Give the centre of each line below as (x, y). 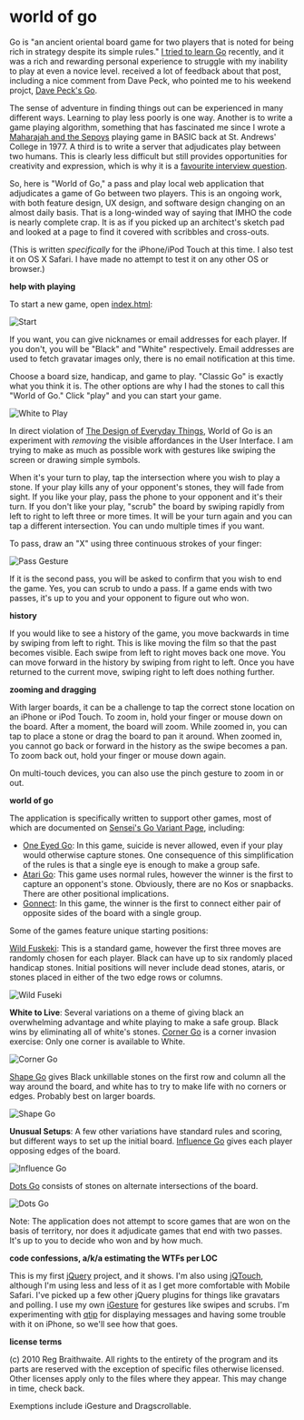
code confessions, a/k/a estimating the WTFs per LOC (113, 1258)
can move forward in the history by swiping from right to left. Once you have (152, 662)
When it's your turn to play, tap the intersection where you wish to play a (145, 477)
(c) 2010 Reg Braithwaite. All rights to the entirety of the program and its (144, 1359)
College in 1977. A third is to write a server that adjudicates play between (145, 146)
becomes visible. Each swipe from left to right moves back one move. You (147, 652)
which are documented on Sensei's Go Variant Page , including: (127, 827)
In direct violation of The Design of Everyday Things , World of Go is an (141, 430)
